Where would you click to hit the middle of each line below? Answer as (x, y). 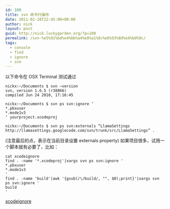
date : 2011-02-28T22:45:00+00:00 (40, 19)
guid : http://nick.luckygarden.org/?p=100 (51, 33)
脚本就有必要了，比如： (34, 147)
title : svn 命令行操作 (27, 15)
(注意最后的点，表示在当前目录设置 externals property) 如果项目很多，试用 (83, 141)
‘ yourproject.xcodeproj (31, 117)
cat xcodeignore (22, 157)
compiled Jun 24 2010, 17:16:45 (39, 95)
